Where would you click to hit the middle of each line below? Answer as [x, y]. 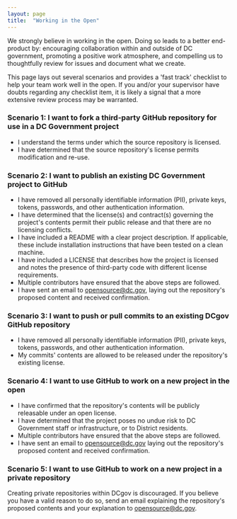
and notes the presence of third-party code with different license [112, 268]
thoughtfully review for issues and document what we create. [97, 63]
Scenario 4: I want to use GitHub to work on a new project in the [118, 381]
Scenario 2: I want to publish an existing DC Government [106, 176]
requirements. [38, 275]
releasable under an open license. [67, 413]
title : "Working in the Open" [53, 21]
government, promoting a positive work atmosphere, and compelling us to [115, 56]
